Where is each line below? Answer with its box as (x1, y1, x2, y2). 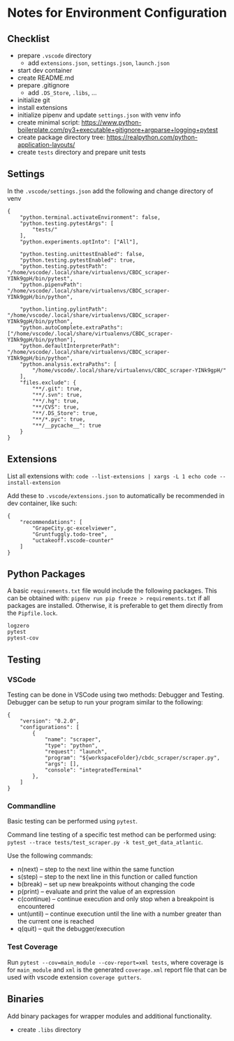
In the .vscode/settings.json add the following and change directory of (7, 187, 214, 195)
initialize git (17, 96, 50, 104)
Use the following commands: (7, 851, 93, 860)
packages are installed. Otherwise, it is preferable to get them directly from (7, 602, 224, 610)
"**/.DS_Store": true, (32, 409, 98, 417)
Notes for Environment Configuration (7, 5, 227, 21)
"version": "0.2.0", (20, 718, 80, 725)
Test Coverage (7, 942, 58, 952)
